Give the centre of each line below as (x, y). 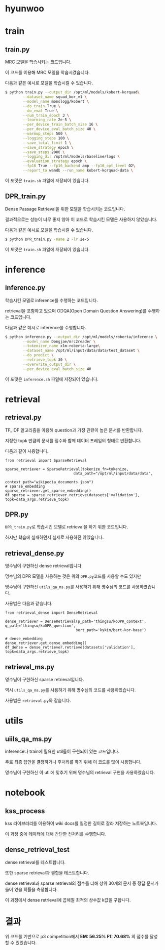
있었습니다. (26, 943)
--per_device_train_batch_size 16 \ (60, 125)
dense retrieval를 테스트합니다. (35, 862)
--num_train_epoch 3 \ (46, 115)
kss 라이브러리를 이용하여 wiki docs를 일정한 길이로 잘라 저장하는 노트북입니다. (81, 823)
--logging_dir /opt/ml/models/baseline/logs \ (71, 157)
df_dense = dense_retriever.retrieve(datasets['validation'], (70, 648)
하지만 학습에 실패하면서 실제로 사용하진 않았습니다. (54, 537)
